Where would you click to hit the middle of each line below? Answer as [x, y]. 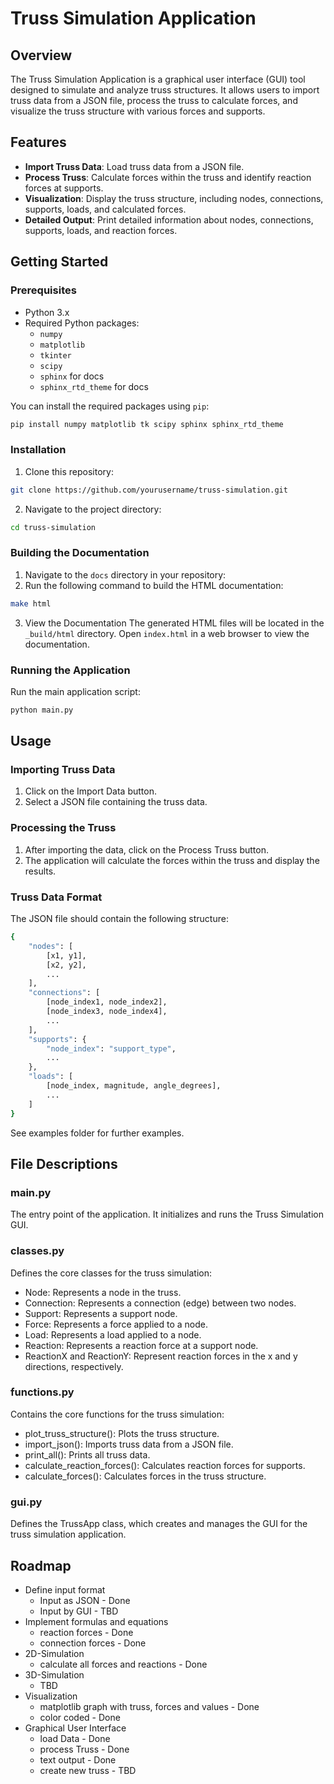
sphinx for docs [72, 376]
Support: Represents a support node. [101, 1313]
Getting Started [59, 262]
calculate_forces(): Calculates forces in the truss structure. [145, 1476]
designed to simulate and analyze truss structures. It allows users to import [165, 90]
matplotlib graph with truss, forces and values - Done [149, 1706]
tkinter [55, 355]
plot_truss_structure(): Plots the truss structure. [122, 1433]
